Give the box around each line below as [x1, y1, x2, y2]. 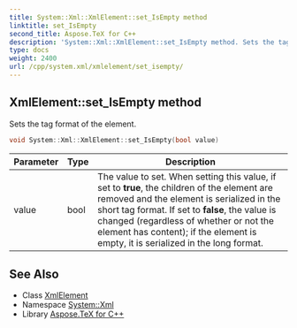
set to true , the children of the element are [96, 181, 273, 194]
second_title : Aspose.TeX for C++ [9, 29, 137, 38]
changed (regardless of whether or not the [96, 214, 274, 226]
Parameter [13, 156, 59, 168]
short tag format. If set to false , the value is [96, 203, 277, 216]
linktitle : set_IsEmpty [9, 21, 97, 30]
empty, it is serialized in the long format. [96, 236, 263, 248]
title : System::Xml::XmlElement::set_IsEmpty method [9, 12, 208, 22]
